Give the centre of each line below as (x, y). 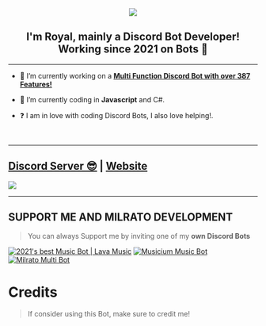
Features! (36, 84)
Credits (33, 292)
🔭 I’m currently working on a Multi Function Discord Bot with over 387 (135, 75)
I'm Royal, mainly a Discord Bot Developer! (133, 37)
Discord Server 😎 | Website (78, 166)
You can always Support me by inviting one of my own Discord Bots (139, 236)
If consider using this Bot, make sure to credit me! (108, 314)
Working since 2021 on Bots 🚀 (133, 50)
